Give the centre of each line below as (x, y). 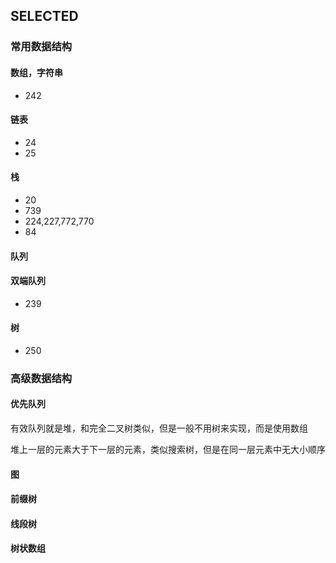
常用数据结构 (41, 47)
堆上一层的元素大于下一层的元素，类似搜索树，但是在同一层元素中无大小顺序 (168, 450)
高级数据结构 (41, 378)
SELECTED (44, 16)
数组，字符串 (36, 72)
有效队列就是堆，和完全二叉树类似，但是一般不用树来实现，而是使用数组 (159, 428)
